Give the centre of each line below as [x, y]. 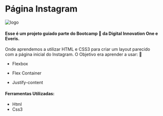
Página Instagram [41, 9]
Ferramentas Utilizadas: [30, 93]
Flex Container [27, 73]
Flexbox [20, 64]
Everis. [12, 38]
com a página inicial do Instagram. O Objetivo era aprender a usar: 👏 [73, 55]
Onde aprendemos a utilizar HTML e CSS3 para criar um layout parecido [78, 49]
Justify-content [27, 83]
